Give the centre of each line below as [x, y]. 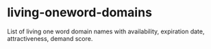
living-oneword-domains [80, 13]
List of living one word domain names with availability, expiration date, [106, 31]
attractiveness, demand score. [50, 38]
